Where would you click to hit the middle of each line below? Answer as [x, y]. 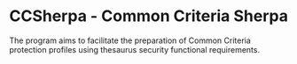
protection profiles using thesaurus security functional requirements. [134, 49]
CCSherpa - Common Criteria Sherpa [148, 16]
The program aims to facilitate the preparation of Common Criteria [130, 40]
